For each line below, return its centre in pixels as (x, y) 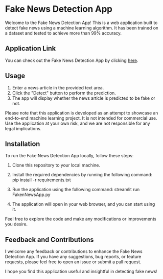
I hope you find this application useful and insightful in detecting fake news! (81, 272)
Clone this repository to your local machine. (56, 165)
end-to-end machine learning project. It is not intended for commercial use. (81, 118)
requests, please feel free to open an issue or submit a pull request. (73, 262)
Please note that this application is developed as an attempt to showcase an (81, 113)
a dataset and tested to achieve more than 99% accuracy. (63, 33)
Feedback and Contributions (49, 239)
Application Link (31, 48)
